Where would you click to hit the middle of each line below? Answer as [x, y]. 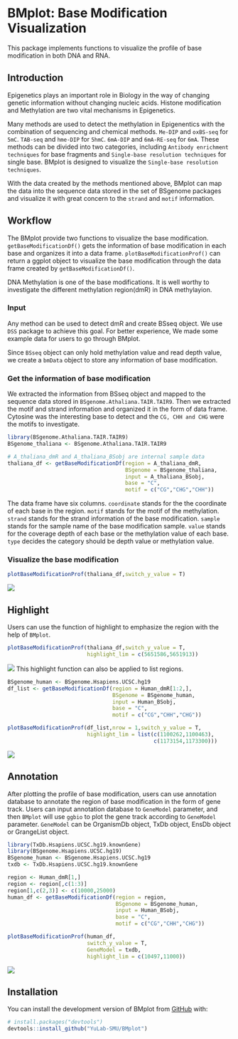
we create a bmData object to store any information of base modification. [113, 360]
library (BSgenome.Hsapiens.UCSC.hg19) [65, 851]
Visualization [47, 28]
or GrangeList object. [38, 832]
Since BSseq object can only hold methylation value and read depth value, [115, 352]
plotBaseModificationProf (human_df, [61, 937]
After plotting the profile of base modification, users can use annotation [112, 794]
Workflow [29, 221]
